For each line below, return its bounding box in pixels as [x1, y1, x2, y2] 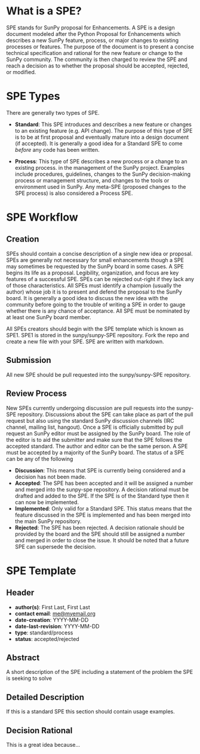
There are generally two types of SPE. [6, 109, 100, 116]
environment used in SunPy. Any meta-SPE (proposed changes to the [14, 183, 186, 190]
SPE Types [6, 90, 60, 103]
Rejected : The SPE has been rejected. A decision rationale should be [14, 524, 185, 531]
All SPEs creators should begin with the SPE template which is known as [6, 325, 184, 332]
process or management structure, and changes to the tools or [14, 176, 170, 184]
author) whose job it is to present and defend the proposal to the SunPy [6, 288, 182, 295]
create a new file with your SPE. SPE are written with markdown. [6, 338, 164, 345]
